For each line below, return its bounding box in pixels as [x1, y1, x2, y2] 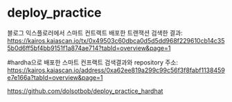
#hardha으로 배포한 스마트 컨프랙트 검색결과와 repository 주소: [7, 58, 179, 67]
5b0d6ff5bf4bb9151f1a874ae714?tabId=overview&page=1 [7, 44, 171, 52]
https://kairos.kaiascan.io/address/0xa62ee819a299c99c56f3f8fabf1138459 [7, 66, 225, 74]
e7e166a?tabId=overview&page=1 [7, 73, 103, 81]
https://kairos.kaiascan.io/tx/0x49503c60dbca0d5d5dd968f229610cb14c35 [7, 36, 225, 44]
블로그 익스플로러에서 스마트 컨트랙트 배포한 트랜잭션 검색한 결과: [7, 28, 184, 37]
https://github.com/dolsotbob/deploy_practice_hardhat [7, 87, 163, 95]
